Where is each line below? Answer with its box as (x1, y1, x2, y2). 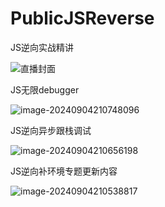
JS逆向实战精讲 (10, 41, 74, 53)
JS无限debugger (10, 83, 80, 96)
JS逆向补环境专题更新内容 (10, 165, 118, 177)
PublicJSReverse (10, 7, 155, 30)
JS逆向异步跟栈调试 (10, 124, 92, 136)
